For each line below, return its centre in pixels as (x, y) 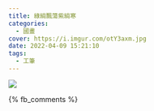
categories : (28, 23)
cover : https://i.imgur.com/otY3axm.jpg (78, 38)
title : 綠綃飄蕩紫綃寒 (43, 16)
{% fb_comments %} (43, 99)
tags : (17, 53)
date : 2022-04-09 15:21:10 (54, 46)
